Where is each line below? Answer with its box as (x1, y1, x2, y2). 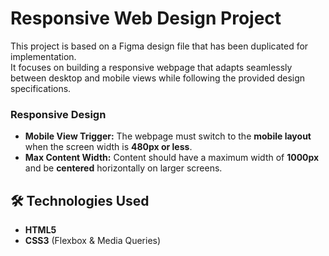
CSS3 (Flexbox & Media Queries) (24, 235, 162, 247)
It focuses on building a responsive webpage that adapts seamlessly (10, 61, 293, 73)
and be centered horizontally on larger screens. (24, 162, 223, 174)
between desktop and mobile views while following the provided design (10, 72, 306, 84)
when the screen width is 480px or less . (24, 141, 193, 153)
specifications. (10, 82, 72, 94)
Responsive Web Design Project (10, 7, 282, 30)
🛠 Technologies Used (10, 192, 150, 209)
